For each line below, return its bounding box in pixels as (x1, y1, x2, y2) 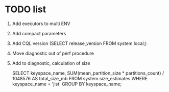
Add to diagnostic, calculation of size (12, 60, 90, 66)
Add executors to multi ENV (12, 20, 71, 27)
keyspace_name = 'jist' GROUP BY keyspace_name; (12, 81, 122, 87)
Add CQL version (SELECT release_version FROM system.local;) (12, 40, 147, 47)
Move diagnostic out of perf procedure (12, 50, 94, 56)
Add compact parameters (12, 30, 66, 36)
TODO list (5, 4, 46, 15)
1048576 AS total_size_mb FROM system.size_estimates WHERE (12, 75, 148, 81)
